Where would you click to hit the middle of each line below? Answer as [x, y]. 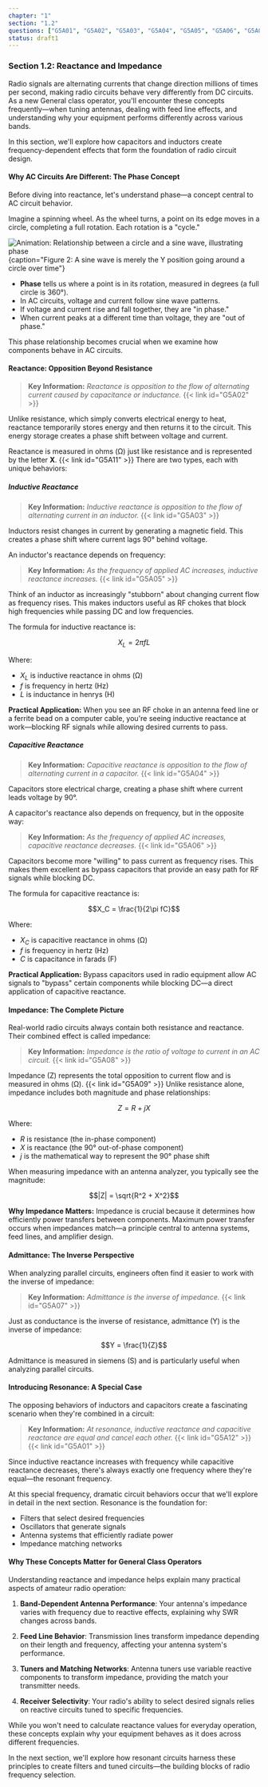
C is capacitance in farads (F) [68, 959]
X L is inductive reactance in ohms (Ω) [81, 676]
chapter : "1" [30, 16]
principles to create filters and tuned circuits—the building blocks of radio [129, 1766]
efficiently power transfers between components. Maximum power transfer [132, 1220]
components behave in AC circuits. [66, 350]
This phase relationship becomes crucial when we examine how [113, 342]
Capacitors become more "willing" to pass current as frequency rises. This [131, 861]
